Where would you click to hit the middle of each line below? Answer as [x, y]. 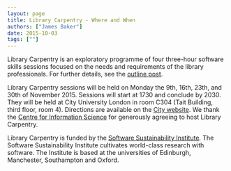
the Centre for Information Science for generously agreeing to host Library [114, 117]
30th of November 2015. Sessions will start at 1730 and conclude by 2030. [114, 95]
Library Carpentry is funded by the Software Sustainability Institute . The [111, 138]
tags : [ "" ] [23, 40]
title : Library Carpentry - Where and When [72, 20]
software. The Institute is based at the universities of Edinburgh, [99, 153]
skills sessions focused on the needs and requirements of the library [105, 67]
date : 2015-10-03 [32, 33]
